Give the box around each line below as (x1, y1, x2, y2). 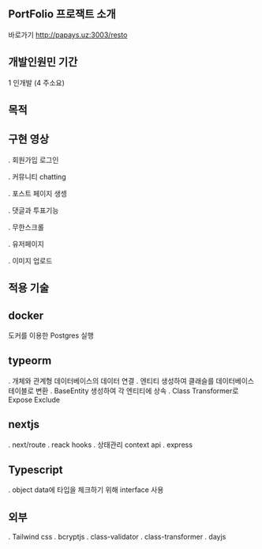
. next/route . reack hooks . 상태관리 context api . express (8, 440, 193, 449)
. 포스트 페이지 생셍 (8, 188, 67, 198)
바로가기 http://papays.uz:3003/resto (8, 30, 128, 40)
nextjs (8, 418, 39, 431)
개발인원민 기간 (8, 55, 78, 69)
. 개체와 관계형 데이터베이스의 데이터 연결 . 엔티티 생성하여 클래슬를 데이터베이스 (8, 376, 255, 385)
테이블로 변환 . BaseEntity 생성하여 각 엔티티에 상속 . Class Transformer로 (8, 386, 239, 396)
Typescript (8, 464, 63, 477)
